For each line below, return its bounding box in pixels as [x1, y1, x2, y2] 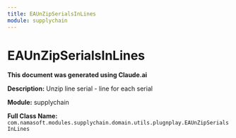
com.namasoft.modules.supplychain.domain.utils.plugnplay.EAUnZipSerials [7, 120, 230, 127]
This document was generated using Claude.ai [7, 71, 148, 79]
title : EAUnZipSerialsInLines [7, 10, 97, 18]
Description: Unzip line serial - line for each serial [7, 84, 153, 93]
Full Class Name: [7, 112, 58, 120]
